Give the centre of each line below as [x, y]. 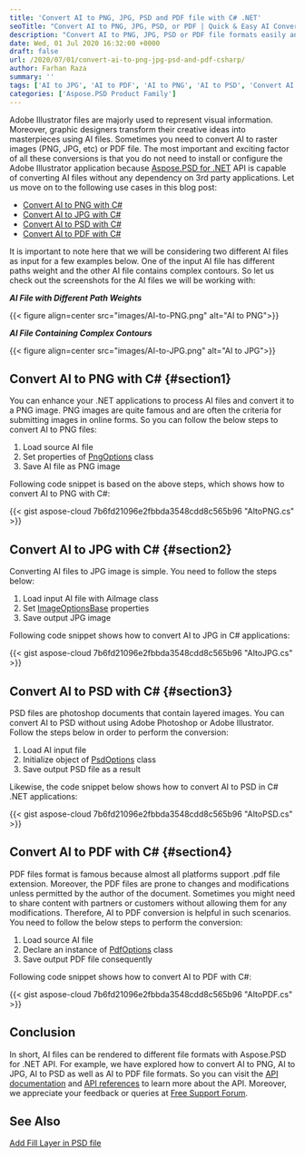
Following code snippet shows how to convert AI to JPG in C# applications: [150, 635]
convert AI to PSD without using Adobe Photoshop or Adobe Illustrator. [142, 722]
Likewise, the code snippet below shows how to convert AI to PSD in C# [144, 787]
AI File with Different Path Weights [76, 298]
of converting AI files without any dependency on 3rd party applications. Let [152, 177]
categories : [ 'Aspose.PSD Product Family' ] [93, 93]
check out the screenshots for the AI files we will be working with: [133, 280]
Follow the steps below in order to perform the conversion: [119, 732]
